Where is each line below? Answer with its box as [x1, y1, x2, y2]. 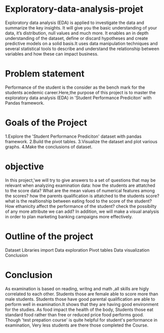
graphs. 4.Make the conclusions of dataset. [5, 144, 93, 150]
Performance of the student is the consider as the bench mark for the [5, 84, 145, 90]
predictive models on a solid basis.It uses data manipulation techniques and [5, 40, 158, 46]
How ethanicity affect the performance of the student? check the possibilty [5, 203, 157, 209]
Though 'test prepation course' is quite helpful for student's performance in [5, 317, 158, 323]
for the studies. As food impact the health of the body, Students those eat [5, 307, 154, 312]
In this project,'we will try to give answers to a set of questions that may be [5, 177, 156, 183]
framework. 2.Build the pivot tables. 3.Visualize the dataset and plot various [5, 138, 158, 144]
